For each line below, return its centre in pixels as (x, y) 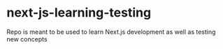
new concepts (27, 39)
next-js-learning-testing (79, 13)
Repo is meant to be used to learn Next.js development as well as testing (111, 32)
